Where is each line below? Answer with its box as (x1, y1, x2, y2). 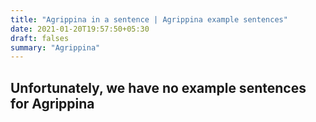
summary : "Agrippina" (10, 42, 101, 53)
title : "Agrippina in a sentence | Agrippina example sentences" (10, 14, 288, 25)
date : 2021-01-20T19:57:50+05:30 (10, 24, 150, 34)
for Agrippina (10, 95, 95, 112)
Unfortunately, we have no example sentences (10, 79, 307, 96)
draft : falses (10, 33, 70, 43)
